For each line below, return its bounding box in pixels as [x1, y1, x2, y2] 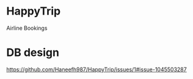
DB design [6, 46, 60, 60]
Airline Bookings [6, 24, 48, 32]
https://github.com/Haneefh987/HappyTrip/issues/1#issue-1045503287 [6, 66, 188, 73]
